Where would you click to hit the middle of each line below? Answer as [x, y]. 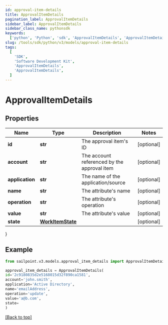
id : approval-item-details [33, 10]
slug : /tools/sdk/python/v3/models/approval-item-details [67, 43]
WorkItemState [58, 222]
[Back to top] [18, 317]
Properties [22, 119]
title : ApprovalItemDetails [34, 15]
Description [107, 133]
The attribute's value [106, 213]
